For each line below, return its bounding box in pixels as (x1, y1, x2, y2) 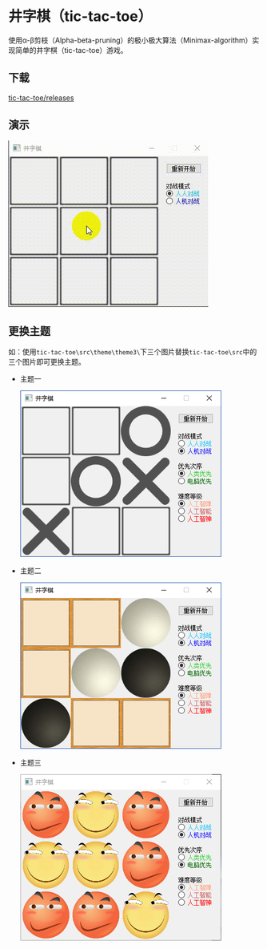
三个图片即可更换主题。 (8, 357, 86, 367)
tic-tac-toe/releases (8, 93, 74, 103)
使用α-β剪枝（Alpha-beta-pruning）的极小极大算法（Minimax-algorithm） (8, 35, 253, 45)
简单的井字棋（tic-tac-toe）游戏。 (14, 45, 128, 55)
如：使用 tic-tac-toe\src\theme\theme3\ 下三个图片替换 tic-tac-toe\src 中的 (8, 347, 257, 357)
